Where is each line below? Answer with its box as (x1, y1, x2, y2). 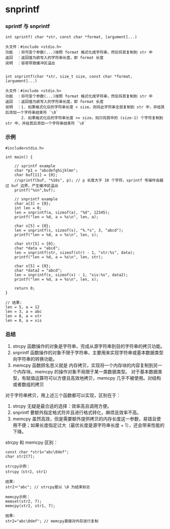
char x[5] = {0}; (14, 263, 51, 269)
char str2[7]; (5, 454, 36, 459)
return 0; (14, 285, 36, 291)
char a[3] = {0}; (14, 201, 51, 206)
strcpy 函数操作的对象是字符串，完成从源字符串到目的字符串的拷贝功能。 (12, 343, 165, 350)
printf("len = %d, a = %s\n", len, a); (14, 214, 99, 220)
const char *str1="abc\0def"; (5, 449, 70, 455)
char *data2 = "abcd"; (14, 268, 62, 273)
